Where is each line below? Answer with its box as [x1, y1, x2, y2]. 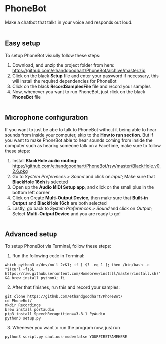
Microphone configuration [5, 114, 88, 122]
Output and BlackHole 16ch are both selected [12, 200, 107, 206]
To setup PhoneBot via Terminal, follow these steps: [5, 243, 111, 249]
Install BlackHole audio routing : [12, 157, 78, 163]
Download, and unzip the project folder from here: [12, 62, 115, 68]
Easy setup [5, 39, 41, 48]
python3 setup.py [5, 316, 41, 321]
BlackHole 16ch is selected [12, 179, 68, 185]
